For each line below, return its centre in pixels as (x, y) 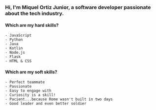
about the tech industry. (34, 13)
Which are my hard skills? (32, 25)
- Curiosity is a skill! (30, 95)
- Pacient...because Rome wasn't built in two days (59, 99)
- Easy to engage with (28, 91)
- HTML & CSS (18, 61)
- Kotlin (14, 48)
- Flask (13, 57)
